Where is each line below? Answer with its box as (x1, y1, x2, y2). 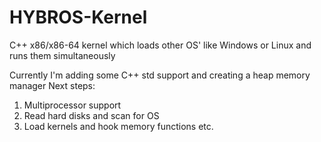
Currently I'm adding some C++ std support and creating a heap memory (9, 69, 311, 81)
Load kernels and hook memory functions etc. (23, 120, 214, 132)
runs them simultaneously (9, 49, 116, 61)
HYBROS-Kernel (9, 6, 148, 29)
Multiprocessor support (23, 99, 122, 111)
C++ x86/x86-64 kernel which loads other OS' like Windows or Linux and (9, 39, 312, 51)
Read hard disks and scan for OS (23, 109, 160, 121)
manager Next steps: (9, 79, 96, 91)
